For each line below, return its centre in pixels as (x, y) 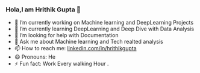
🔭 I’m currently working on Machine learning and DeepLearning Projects (104, 23)
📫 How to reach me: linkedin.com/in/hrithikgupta (75, 48)
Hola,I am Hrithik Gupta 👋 (43, 10)
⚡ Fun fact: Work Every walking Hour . (61, 64)
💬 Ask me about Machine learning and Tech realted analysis (89, 42)
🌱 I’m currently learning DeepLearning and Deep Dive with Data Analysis (104, 29)
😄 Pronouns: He (35, 57)
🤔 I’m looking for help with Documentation (66, 35)
